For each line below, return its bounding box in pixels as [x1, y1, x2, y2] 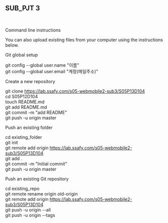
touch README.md [5, 99, 45, 105]
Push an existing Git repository [5, 175, 69, 182]
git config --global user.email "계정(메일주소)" [5, 68, 99, 74]
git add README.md [5, 104, 47, 110]
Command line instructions [5, 27, 61, 33]
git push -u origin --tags [5, 212, 55, 218]
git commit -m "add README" [5, 109, 67, 115]
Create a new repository [5, 78, 55, 84]
